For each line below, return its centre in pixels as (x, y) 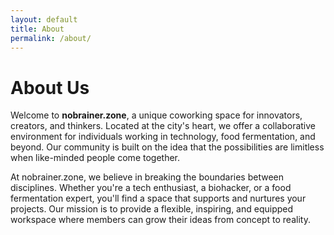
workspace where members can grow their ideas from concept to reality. (160, 220)
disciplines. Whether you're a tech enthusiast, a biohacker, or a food (151, 188)
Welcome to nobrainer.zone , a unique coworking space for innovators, (156, 115)
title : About (37, 29)
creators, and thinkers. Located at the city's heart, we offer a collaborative (163, 126)
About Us (50, 87)
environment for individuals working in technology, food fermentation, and (163, 137)
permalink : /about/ (51, 38)
